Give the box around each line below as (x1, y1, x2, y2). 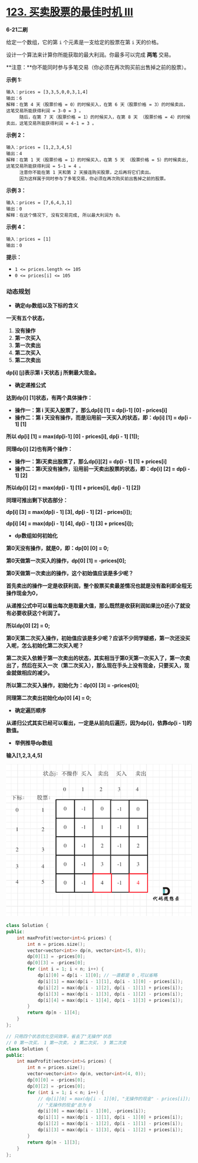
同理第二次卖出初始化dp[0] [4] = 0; (6, 694, 92, 702)
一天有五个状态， (6, 314, 48, 322)
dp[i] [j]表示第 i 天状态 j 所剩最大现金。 (6, 369, 100, 376)
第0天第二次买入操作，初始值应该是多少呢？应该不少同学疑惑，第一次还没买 (6, 635, 190, 642)
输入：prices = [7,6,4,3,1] (6, 199, 72, 205)
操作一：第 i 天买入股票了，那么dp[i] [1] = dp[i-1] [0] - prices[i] (14, 407, 167, 414)
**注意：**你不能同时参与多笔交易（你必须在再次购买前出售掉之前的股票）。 (6, 63, 190, 71)
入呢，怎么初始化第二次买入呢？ (6, 642, 84, 649)
